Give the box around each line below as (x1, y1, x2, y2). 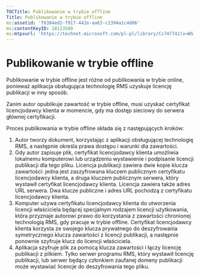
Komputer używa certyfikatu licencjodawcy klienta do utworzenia (14, 200, 176, 207)
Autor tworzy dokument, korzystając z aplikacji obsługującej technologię (14, 137, 194, 144)
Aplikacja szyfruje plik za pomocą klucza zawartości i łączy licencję (14, 244, 181, 251)
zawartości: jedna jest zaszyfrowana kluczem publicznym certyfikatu (14, 168, 185, 175)
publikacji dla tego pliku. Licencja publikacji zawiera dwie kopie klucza (14, 162, 188, 169)
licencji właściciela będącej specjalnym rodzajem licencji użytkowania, (14, 206, 189, 213)
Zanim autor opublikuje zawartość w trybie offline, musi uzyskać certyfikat (6, 101, 190, 108)
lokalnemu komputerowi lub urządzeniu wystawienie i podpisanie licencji (14, 156, 194, 163)
